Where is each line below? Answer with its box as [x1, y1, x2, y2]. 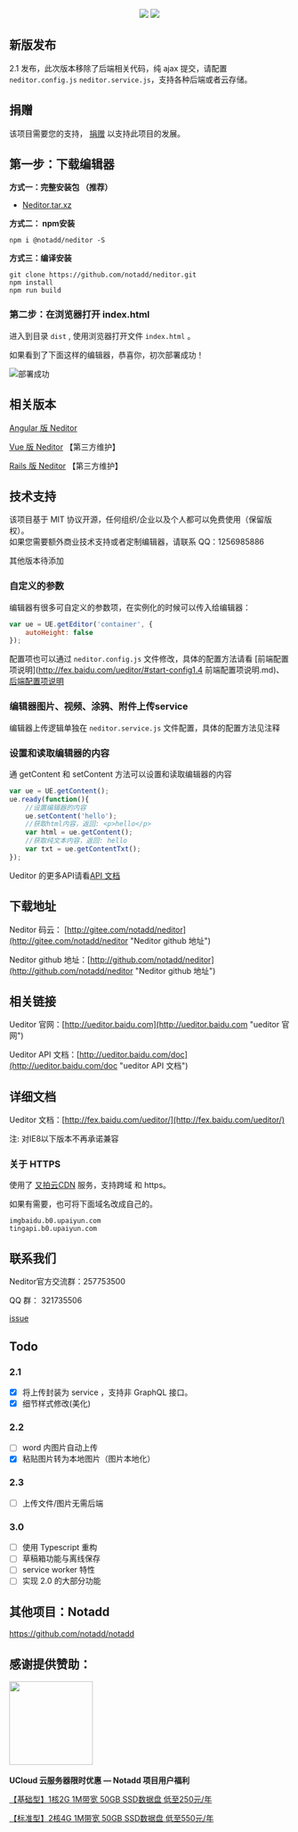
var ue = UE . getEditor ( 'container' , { [9, 620, 153, 629]
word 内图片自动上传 [21, 1442, 98, 1453]
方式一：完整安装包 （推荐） [9, 182, 113, 193]
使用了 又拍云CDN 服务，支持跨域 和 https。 [9, 1180, 172, 1191]
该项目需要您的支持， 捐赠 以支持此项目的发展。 [9, 128, 185, 138]
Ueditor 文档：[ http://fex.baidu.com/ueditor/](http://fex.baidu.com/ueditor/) [9, 1115, 286, 1126]
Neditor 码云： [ [9, 924, 68, 935]
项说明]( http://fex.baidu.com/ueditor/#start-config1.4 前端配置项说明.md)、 [9, 664, 285, 675]
